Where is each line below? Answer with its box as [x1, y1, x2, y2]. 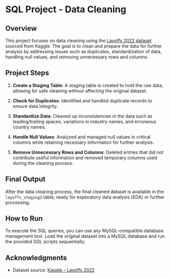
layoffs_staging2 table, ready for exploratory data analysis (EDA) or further [5, 194, 165, 200]
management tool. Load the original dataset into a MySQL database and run [5, 233, 165, 239]
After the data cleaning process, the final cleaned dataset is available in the [5, 188, 164, 195]
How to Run [5, 214, 43, 223]
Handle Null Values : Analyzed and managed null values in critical [12, 134, 151, 140]
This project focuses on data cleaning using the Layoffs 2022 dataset [5, 37, 152, 44]
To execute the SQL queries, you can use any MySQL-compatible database [5, 228, 164, 234]
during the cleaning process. [12, 160, 74, 166]
